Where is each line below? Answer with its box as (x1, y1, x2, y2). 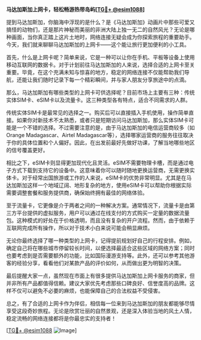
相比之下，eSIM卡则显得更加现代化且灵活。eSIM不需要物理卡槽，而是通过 (6, 159, 189, 166)
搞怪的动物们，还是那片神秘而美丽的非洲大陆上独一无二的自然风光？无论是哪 (6, 26, 195, 33)
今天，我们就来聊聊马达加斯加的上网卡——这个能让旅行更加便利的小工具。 (6, 41, 190, 48)
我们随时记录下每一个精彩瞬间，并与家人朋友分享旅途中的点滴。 (32, 76, 190, 83)
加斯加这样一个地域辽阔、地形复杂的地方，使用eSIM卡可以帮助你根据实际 (11, 182, 192, 189)
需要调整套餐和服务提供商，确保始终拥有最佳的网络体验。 (6, 189, 148, 196)
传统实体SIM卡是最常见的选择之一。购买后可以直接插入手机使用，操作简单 (6, 109, 189, 116)
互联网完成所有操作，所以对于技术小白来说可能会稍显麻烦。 (6, 224, 153, 231)
